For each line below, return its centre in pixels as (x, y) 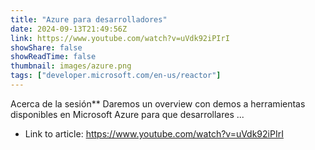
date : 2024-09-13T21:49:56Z (69, 29)
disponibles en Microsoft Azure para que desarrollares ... (127, 114)
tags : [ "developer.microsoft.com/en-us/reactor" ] (116, 76)
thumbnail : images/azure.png (71, 66)
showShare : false (46, 47)
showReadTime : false (53, 57)
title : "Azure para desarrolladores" (89, 19)
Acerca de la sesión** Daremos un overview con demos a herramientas (158, 103)
